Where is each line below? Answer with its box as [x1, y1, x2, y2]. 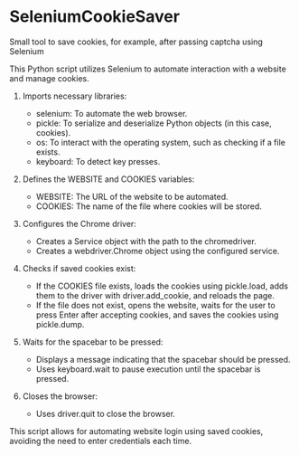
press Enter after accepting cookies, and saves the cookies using [35, 309, 279, 320]
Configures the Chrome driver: [22, 218, 137, 229]
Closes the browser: [22, 391, 98, 402]
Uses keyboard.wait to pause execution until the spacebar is [35, 364, 261, 374]
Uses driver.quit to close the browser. [35, 408, 176, 419]
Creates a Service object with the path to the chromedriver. [35, 235, 257, 246]
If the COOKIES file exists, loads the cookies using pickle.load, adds [35, 280, 289, 291]
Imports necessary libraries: [22, 90, 127, 101]
